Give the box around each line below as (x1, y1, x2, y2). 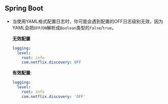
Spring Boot (5, 4, 43, 13)
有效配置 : (12, 70, 32, 76)
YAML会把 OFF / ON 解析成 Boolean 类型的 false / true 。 (12, 24, 116, 31)
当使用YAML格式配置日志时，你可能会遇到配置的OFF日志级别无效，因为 (12, 18, 163, 24)
